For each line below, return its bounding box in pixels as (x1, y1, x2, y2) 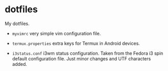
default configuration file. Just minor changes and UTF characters (12, 55, 151, 62)
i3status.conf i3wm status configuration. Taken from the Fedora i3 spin (12, 50, 163, 56)
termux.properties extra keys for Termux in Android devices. (12, 40, 141, 46)
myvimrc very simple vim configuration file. (12, 30, 101, 36)
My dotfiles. (5, 20, 30, 27)
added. (12, 61, 27, 67)
